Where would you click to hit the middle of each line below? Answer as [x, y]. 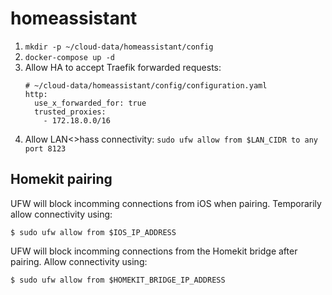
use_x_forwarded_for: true [90, 103]
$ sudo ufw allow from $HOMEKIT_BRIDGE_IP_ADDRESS [118, 280]
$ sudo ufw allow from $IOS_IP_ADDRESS [93, 232]
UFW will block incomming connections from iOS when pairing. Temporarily [166, 203]
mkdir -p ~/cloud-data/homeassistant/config [119, 47]
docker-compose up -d [69, 57]
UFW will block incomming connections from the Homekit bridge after [154, 251]
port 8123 [45, 148]
